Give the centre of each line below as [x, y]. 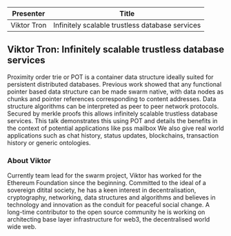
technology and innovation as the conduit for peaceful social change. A [109, 205]
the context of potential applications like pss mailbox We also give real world [115, 128]
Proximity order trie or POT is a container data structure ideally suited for [110, 77]
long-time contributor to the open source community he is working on [106, 212]
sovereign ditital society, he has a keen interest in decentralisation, [102, 190]
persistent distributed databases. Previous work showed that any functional [114, 84]
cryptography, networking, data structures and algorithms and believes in [111, 197]
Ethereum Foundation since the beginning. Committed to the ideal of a [107, 183]
